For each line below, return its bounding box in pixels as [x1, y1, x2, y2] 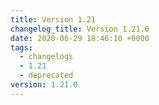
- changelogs [19, 52, 74, 62]
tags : [10, 42, 33, 53]
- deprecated [19, 71, 74, 81]
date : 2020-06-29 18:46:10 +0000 [10, 33, 150, 43]
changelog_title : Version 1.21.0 [10, 24, 150, 34]
